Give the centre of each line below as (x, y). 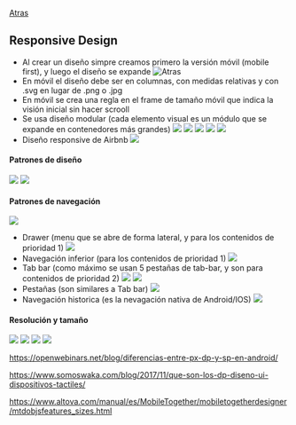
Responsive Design (63, 40)
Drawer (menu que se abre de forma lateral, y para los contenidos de (148, 238)
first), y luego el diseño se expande (86, 71)
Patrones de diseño (46, 160)
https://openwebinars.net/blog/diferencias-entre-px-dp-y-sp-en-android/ (144, 358)
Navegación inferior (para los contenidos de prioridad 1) (124, 259)
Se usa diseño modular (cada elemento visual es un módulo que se (144, 118)
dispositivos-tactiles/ (47, 384)
